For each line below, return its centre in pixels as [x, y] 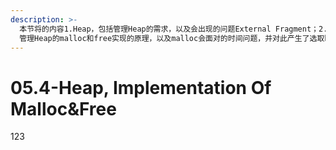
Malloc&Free [63, 108]
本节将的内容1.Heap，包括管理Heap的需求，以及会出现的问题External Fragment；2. [173, 29]
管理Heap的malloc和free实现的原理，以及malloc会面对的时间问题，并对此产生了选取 [172, 38]
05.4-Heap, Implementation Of [141, 87]
